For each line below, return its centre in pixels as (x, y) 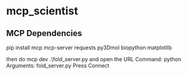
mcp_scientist (42, 11)
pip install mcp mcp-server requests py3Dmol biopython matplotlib (89, 47)
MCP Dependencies (44, 33)
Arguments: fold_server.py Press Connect (58, 65)
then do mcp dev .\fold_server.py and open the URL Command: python (94, 59)
